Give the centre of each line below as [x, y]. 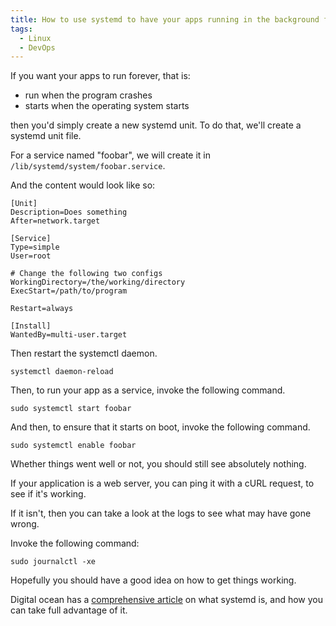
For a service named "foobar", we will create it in [111, 155]
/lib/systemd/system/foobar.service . [88, 166]
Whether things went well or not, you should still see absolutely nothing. [158, 464]
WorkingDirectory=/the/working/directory [98, 282]
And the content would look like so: [83, 185]
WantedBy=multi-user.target [69, 335]
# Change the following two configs [86, 274]
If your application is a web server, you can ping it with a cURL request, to [162, 483]
